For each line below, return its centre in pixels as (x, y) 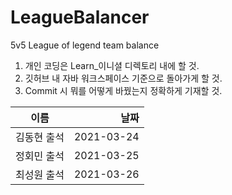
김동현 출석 (40, 137)
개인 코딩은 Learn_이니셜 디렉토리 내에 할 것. (112, 65)
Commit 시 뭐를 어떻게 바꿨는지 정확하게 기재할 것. (123, 90)
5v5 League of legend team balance (85, 45)
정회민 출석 (40, 156)
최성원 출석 (40, 174)
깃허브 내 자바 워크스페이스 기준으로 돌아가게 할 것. (123, 78)
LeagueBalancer (80, 17)
